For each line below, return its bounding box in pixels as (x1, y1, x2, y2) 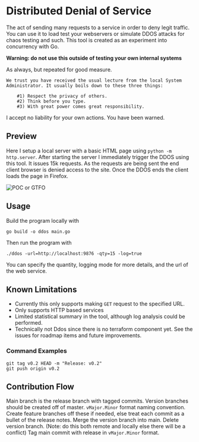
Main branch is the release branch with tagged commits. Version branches (6, 397, 189, 404)
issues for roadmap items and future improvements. (14, 332, 142, 339)
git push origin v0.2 (6, 365, 60, 372)
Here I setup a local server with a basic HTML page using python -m (6, 147, 172, 154)
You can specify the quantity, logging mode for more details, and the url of (6, 261, 189, 268)
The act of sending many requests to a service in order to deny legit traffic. (6, 24, 190, 31)
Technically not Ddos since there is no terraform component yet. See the (14, 326, 193, 333)
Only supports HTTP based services (14, 307, 104, 314)
